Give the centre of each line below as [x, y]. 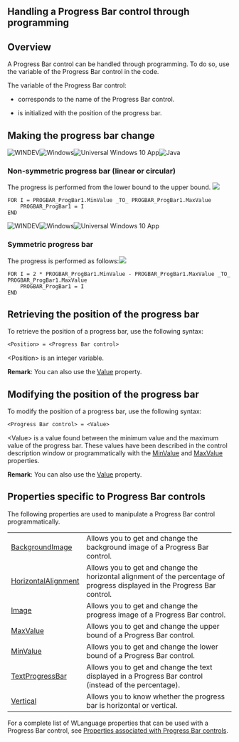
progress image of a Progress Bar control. [156, 615]
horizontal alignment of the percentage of [156, 576]
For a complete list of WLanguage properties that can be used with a [108, 723]
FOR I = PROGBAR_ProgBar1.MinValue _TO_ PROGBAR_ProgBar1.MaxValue [110, 201]
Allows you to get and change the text [149, 667]
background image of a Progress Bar [148, 547]
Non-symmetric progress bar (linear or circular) [92, 171]
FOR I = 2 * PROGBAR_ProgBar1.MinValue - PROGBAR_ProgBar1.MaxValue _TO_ [119, 274]
